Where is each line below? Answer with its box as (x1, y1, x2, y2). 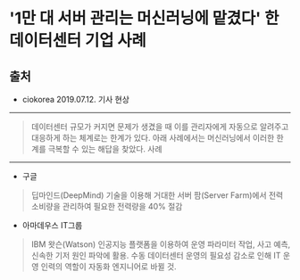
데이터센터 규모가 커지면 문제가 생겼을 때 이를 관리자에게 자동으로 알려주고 (30, 121, 289, 132)
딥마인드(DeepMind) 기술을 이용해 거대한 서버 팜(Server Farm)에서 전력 (30, 190, 284, 201)
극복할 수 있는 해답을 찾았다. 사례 (47, 144, 162, 154)
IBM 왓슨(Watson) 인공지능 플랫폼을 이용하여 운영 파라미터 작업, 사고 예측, (30, 239, 291, 250)
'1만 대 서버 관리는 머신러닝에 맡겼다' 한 (9, 8, 279, 29)
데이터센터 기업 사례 (9, 30, 147, 51)
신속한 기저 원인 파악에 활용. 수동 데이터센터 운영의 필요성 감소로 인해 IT (30, 251, 281, 260)
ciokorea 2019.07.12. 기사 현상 (21, 95, 129, 104)
